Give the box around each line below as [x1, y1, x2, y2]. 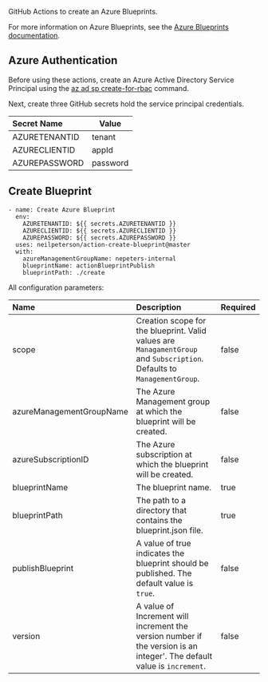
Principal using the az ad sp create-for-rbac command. [8, 83, 190, 93]
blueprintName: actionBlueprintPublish [22, 261, 156, 270]
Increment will [136, 610, 189, 621]
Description [136, 301, 182, 312]
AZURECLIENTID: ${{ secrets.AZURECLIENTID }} [22, 227, 177, 235]
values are [136, 335, 175, 346]
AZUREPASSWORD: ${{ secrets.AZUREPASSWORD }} [22, 233, 177, 242]
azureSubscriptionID [12, 454, 89, 465]
